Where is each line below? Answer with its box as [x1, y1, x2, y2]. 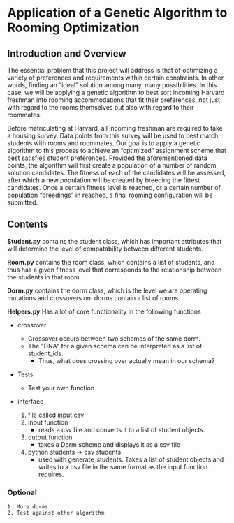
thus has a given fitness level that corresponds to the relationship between [7, 265, 222, 274]
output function [27, 433, 73, 441]
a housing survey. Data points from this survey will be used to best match [7, 131, 219, 140]
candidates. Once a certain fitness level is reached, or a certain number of [7, 184, 221, 191]
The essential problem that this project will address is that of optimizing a [7, 66, 218, 74]
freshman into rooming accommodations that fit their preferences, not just [7, 96, 221, 104]
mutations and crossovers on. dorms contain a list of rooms [7, 293, 179, 302]
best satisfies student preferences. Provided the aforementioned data [7, 154, 207, 162]
